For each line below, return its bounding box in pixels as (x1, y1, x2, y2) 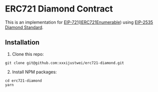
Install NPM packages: (12, 69, 57, 75)
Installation (5, 39, 40, 47)
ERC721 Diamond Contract (5, 3, 113, 14)
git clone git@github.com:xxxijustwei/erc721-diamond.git (5, 60, 124, 66)
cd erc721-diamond (5, 78, 42, 83)
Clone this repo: (12, 51, 44, 57)
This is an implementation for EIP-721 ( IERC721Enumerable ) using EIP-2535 (5, 19, 153, 25)
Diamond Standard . (5, 24, 43, 30)
